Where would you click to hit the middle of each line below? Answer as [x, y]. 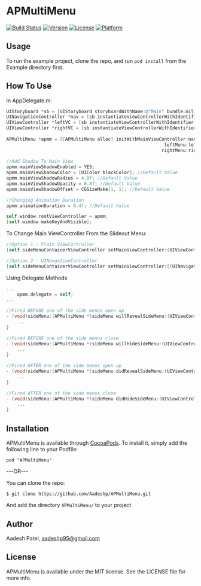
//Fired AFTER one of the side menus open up [64, 366]
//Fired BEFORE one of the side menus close [63, 338]
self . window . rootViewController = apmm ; [57, 217]
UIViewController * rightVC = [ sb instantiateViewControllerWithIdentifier [101, 128]
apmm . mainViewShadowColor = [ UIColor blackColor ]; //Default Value [92, 173]
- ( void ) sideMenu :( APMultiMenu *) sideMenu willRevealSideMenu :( [88, 316]
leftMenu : [176, 145]
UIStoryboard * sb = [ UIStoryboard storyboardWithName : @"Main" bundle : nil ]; [103, 111]
